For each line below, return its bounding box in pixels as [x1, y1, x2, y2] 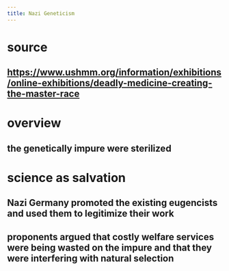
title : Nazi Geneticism [7, 10, 75, 17]
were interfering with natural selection [7, 253, 174, 264]
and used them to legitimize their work [7, 208, 174, 220]
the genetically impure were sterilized [7, 142, 172, 154]
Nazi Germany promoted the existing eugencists [7, 197, 218, 209]
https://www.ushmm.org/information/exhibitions [7, 66, 222, 79]
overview [7, 116, 62, 131]
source [7, 39, 48, 55]
